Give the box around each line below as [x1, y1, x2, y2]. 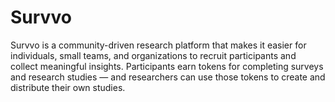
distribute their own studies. [10, 81, 126, 93]
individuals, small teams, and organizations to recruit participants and [10, 49, 297, 61]
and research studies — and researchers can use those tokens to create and [10, 71, 326, 83]
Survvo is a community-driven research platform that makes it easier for [10, 39, 307, 51]
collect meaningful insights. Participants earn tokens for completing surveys [10, 60, 324, 72]
